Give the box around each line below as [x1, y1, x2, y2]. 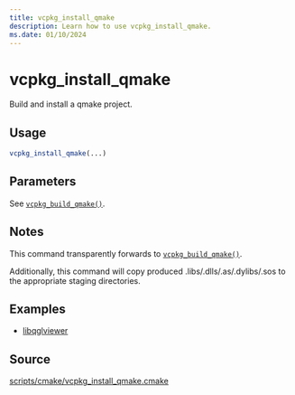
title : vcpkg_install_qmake [9, 13, 115, 23]
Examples [9, 302, 66, 317]
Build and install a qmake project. [9, 99, 133, 109]
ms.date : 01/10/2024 [9, 30, 88, 39]
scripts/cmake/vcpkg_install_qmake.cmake [9, 376, 169, 387]
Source [9, 352, 51, 367]
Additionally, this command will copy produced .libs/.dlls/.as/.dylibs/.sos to [9, 266, 286, 277]
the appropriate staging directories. [9, 275, 142, 286]
